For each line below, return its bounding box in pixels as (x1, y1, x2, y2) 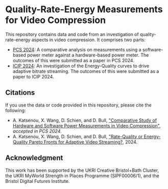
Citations (5, 88, 35, 97)
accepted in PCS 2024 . (12, 128, 62, 134)
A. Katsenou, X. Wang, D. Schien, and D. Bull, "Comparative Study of (12, 117, 157, 123)
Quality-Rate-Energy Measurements (5, 4, 163, 15)
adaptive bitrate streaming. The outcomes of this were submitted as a (12, 68, 159, 74)
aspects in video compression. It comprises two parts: (31, 37, 146, 43)
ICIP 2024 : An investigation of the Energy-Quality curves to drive (12, 63, 150, 69)
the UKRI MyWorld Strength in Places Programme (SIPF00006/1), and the (5, 172, 159, 179)
